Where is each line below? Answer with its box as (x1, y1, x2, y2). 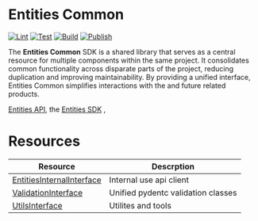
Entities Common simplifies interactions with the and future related (8, 81, 226, 90)
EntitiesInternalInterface (12, 174, 102, 185)
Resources (8, 132, 81, 151)
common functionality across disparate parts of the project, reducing (8, 63, 234, 73)
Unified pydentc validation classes (109, 187, 237, 198)
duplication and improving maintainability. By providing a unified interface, (8, 72, 251, 82)
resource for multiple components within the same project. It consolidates (8, 55, 250, 65)
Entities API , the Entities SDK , (8, 105, 106, 114)
